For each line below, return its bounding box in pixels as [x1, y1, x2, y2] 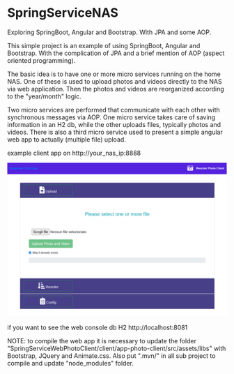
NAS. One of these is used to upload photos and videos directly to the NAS [7, 77, 222, 85]
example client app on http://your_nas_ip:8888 [7, 149, 141, 157]
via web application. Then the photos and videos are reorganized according [7, 84, 224, 93]
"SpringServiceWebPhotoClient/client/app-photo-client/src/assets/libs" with [7, 344, 226, 353]
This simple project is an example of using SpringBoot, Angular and [7, 41, 201, 50]
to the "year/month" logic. [7, 92, 81, 100]
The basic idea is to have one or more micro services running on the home [7, 70, 221, 78]
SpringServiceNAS [7, 5, 118, 21]
